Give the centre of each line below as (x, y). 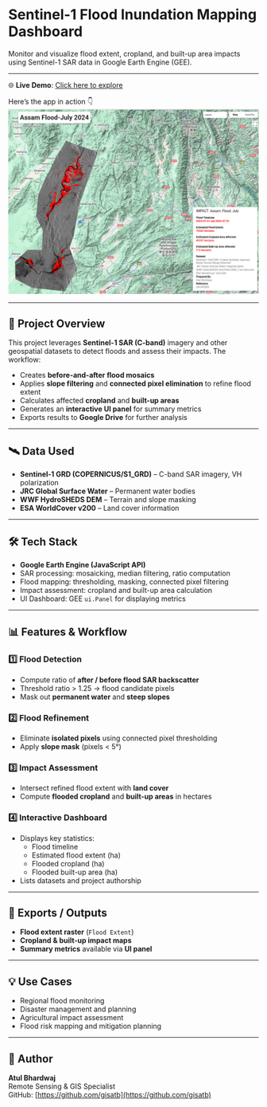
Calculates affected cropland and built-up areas (99, 401)
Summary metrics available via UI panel (86, 949)
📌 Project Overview (57, 323)
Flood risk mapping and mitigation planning (90, 1027)
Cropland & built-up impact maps (75, 940)
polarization (39, 483)
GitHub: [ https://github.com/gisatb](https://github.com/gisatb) (110, 1094)
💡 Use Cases (41, 981)
